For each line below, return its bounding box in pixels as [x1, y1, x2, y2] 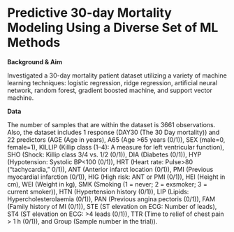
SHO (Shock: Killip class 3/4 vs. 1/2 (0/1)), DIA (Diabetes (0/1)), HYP [7, 150, 202, 159]
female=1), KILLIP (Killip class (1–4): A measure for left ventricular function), [7, 143, 225, 151]
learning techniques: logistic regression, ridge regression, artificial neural [7, 78, 218, 87]
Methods [7, 35, 61, 50]
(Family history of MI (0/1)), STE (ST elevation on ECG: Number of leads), [7, 202, 217, 210]
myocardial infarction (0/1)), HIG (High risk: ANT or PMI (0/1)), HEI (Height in [7, 173, 226, 181]
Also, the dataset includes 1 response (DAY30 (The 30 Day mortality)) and [7, 128, 220, 136]
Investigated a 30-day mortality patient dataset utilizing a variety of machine [7, 71, 227, 80]
